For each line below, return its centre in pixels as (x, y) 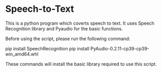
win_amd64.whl (22, 54)
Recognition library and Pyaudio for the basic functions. (64, 28)
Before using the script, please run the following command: (68, 39)
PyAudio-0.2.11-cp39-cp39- (120, 48)
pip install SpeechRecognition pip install (47, 48)
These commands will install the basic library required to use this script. (81, 64)
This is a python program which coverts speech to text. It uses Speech (80, 23)
